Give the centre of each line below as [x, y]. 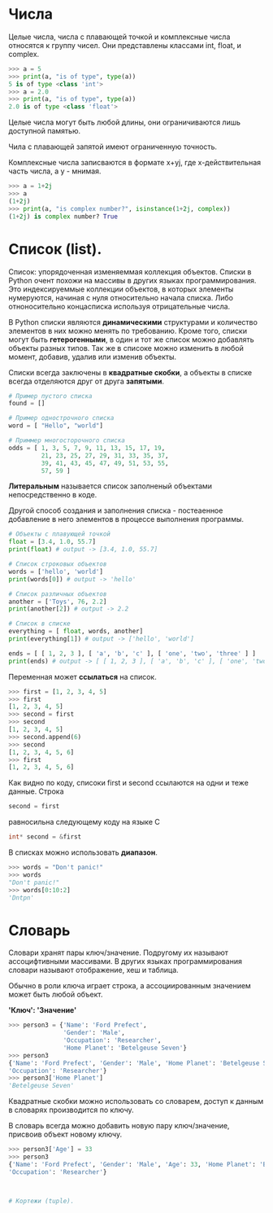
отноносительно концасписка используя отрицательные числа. [119, 306]
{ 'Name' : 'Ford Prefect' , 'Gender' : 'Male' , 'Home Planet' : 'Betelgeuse [134, 1063]
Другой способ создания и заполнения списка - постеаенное [116, 510]
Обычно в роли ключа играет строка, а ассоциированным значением [130, 986]
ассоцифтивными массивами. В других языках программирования [125, 961]
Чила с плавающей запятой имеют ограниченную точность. [113, 147]
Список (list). [55, 249]
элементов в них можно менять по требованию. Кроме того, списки [128, 331]
